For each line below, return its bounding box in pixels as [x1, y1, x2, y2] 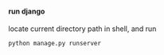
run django [8, 6, 45, 16]
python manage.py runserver [8, 40, 102, 48]
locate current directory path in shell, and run [8, 24, 157, 33]
